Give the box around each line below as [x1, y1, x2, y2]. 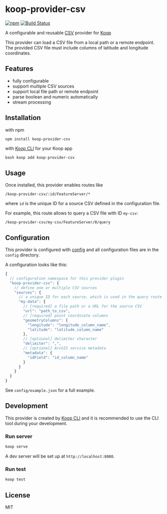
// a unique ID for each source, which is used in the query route [18, 294, 162, 299]
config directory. [5, 252, 40, 258]
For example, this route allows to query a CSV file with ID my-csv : [5, 210, 138, 216]
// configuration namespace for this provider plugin [9, 276, 124, 281]
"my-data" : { [18, 299, 46, 304]
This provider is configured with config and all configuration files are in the [5, 246, 159, 253]
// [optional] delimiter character [23, 336, 97, 341]
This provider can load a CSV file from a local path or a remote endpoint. [5, 39, 155, 45]
